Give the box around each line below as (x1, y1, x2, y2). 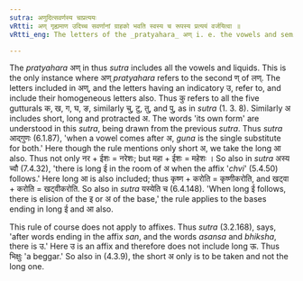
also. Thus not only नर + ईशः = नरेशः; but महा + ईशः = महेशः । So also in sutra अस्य (9, 153, 290, 164)
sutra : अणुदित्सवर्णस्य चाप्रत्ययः (9, 13, 96, 23)
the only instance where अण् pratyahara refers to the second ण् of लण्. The (9, 73, 281, 84)
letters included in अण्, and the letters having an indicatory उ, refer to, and (9, 83, 281, 94)
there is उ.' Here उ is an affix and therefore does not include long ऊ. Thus (9, 240, 280, 252)
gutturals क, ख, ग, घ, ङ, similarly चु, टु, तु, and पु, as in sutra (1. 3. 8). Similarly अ (9, 103, 291, 113)
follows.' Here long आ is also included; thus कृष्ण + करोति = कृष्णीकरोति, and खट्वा (9, 173, 289, 185)
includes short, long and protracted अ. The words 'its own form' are (9, 113, 260, 124)
